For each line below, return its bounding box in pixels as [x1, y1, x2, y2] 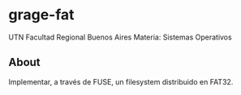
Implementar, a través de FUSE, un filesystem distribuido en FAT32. [8, 76, 234, 86]
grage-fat [8, 6, 75, 24]
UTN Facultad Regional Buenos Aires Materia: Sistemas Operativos [8, 32, 233, 42]
